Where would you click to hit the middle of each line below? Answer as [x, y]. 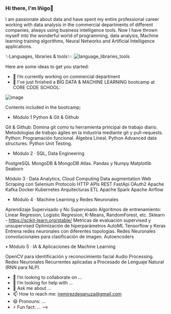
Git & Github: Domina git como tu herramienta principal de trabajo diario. [81, 127]
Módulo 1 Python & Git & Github [46, 117]
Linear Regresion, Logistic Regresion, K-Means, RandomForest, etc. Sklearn [85, 215]
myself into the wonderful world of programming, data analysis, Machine [82, 36]
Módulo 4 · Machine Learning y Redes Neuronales [66, 200]
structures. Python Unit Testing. [39, 143]
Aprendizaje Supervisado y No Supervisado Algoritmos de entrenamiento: [83, 210]
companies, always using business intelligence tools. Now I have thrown [81, 30]
